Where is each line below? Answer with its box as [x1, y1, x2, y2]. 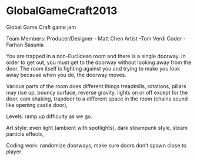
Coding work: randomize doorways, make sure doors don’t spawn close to [6, 142, 187, 149]
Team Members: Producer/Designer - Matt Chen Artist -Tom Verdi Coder [6, 35, 182, 42]
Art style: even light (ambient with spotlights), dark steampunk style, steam [6, 124, 188, 131]
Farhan [6, 41, 24, 48]
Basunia [24, 41, 44, 48]
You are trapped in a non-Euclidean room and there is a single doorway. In [6, 52, 186, 59]
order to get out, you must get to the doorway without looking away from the [6, 59, 192, 66]
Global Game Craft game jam [6, 24, 76, 31]
